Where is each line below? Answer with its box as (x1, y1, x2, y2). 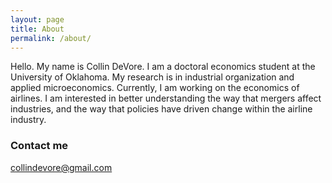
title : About (10, 24, 65, 34)
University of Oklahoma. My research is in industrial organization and (10, 71, 295, 83)
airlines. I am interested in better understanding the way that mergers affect (10, 92, 322, 105)
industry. (10, 114, 47, 126)
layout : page (10, 14, 65, 25)
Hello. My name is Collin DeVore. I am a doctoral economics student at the (10, 61, 316, 73)
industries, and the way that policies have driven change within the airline (10, 103, 313, 115)
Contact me (10, 139, 69, 153)
